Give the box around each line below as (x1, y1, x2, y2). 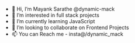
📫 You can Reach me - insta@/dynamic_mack (11, 31, 124, 37)
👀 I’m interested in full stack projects (11, 12, 99, 19)
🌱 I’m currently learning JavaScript (11, 18, 95, 24)
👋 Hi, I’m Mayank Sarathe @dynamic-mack (11, 6, 115, 12)
